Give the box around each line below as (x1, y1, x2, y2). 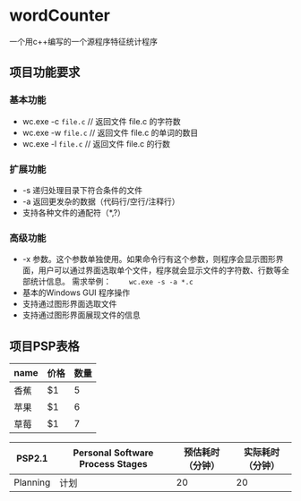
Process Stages (79, 458, 148, 471)
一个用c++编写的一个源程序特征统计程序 (9, 36, 159, 47)
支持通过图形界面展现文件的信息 (21, 310, 141, 320)
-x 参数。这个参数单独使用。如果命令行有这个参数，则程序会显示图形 (21, 254, 276, 265)
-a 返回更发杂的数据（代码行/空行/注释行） (21, 196, 181, 207)
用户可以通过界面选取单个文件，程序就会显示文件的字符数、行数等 (38, 265, 282, 276)
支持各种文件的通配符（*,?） (21, 207, 125, 217)
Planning (13, 476, 51, 488)
